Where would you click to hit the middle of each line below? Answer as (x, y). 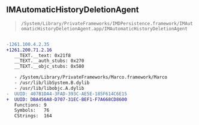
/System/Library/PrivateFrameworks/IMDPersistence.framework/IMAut (107, 23)
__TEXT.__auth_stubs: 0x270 (49, 61)
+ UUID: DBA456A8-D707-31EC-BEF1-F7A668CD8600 (67, 99)
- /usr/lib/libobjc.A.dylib (49, 88)
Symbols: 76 (32, 110)
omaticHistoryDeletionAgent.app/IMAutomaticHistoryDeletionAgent (104, 29)
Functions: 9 (30, 105)
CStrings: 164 (33, 116)
